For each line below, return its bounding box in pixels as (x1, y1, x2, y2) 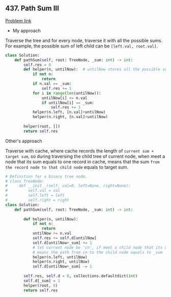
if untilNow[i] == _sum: (41, 100, 95, 105)
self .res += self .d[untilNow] (32, 236, 97, 241)
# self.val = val (5, 188, 60, 193)
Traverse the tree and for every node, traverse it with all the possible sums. (5, 37, 163, 43)
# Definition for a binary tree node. (5, 174, 88, 179)
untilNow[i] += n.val (41, 95, 88, 101)
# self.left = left (5, 193, 65, 198)
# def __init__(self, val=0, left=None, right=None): (5, 183, 131, 188)
